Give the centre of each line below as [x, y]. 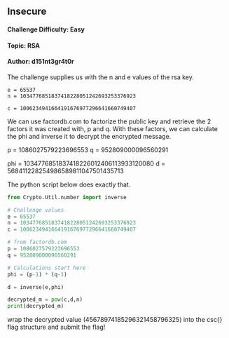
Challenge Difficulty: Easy [46, 29]
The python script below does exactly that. [69, 184]
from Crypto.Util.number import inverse [67, 197]
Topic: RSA [24, 46]
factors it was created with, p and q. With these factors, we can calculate [113, 128]
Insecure [27, 12]
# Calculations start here [47, 268]
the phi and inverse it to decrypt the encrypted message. [89, 136]
